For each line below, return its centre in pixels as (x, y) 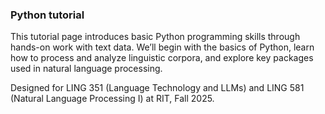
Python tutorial (47, 15)
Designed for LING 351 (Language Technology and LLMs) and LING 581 (157, 88)
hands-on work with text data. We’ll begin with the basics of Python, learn (162, 47)
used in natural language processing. (86, 69)
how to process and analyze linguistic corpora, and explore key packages (162, 58)
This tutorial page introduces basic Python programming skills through (155, 37)
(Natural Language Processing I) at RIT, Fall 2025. (112, 99)
